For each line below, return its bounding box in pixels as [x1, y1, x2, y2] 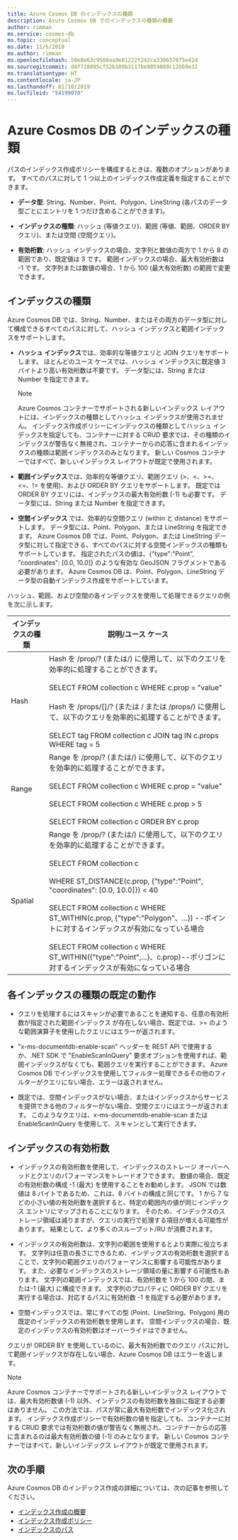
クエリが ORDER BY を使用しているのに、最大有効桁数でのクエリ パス [7, 1340, 211, 1350]
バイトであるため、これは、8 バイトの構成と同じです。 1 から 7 [38, 1189, 222, 1198]
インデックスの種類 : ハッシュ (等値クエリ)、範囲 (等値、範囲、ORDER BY [17, 222, 230, 231]
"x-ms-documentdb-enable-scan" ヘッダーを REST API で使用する [17, 1042, 212, 1051]
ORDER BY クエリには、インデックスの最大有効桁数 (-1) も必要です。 [17, 489, 218, 498]
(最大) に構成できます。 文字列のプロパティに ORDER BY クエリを [37, 1284, 228, 1293]
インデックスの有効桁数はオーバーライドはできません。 [30, 1325, 191, 1334]
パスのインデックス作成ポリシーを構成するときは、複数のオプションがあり [7, 165, 225, 174]
